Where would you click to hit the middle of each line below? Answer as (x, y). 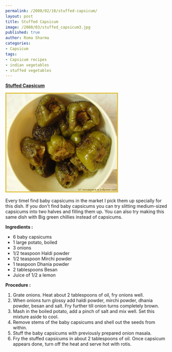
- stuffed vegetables (28, 70)
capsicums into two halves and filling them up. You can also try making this (85, 212)
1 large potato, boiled (35, 242)
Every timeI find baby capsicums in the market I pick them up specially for (83, 201)
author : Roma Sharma (27, 38)
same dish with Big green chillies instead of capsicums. (64, 217)
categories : (18, 44)
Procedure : (18, 285)
